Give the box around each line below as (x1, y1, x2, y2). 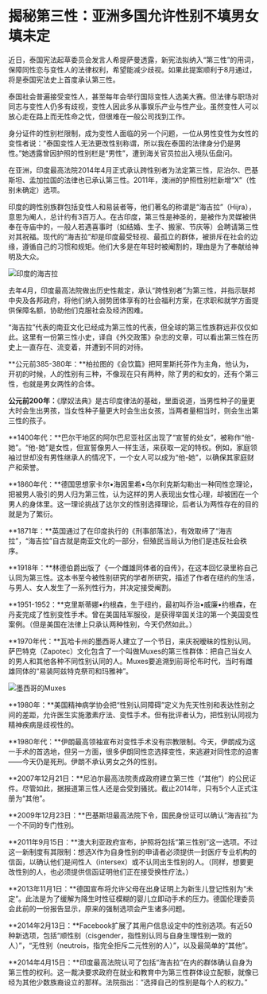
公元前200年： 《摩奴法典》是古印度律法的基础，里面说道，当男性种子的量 (8, 395, 249, 406)
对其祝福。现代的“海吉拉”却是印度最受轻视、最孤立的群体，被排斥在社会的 (8, 231, 252, 241)
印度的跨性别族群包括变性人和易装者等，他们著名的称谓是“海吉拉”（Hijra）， (8, 202, 256, 212)
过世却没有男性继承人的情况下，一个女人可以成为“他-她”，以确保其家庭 (14, 452, 248, 462)
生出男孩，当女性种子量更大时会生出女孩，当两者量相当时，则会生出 (29, 406, 252, 415)
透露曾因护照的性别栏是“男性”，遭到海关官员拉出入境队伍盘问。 (29, 148, 237, 157)
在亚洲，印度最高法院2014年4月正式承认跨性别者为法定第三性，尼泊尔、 (8, 165, 245, 175)
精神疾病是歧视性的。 (8, 720, 78, 729)
